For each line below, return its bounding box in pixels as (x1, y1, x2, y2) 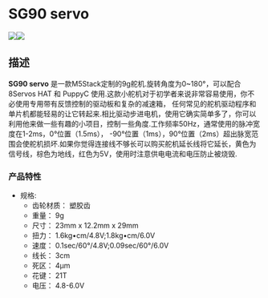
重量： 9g (31, 211, 64, 220)
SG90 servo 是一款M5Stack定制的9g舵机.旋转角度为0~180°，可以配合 (8, 79, 242, 88)
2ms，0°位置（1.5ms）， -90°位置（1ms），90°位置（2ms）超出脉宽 (27, 129, 252, 139)
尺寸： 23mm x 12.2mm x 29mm (31, 221, 139, 231)
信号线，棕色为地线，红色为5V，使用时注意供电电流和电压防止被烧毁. (8, 149, 238, 159)
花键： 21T (31, 271, 67, 280)
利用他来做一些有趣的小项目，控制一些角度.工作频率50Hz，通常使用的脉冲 (8, 119, 254, 128)
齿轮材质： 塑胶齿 (31, 201, 91, 211)
